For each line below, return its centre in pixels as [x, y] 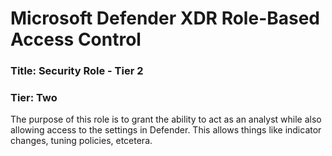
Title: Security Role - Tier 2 [77, 71]
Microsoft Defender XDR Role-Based [165, 18]
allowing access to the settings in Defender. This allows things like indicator [166, 130]
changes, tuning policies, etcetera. [81, 141]
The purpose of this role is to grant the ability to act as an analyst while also [166, 119]
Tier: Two [34, 98]
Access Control [76, 39]
